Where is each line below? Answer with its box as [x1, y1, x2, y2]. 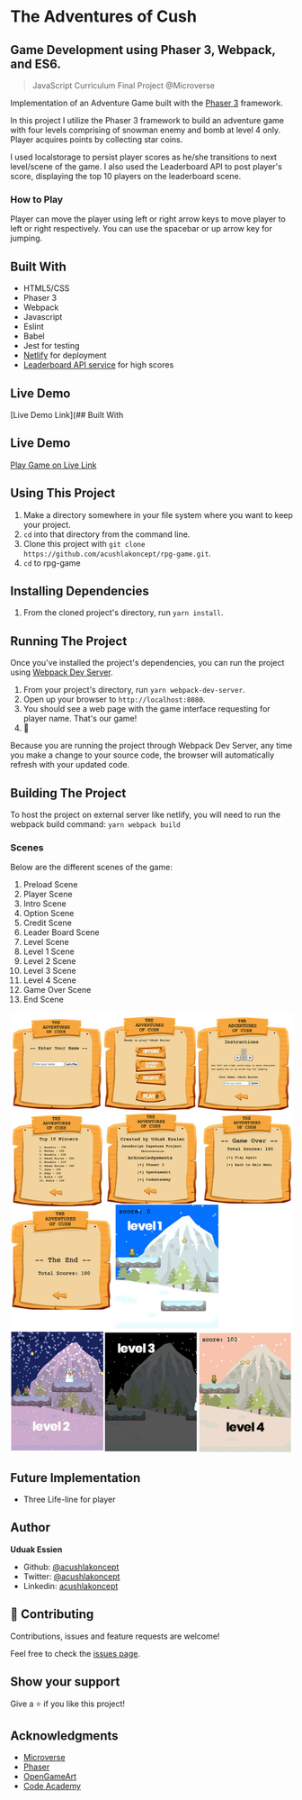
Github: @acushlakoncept [22, 1561, 120, 1572]
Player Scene [22, 889, 73, 900]
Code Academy [22, 1781, 82, 1792]
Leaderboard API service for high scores [22, 359, 174, 370]
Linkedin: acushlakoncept [22, 1580, 119, 1591]
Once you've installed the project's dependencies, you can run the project [10, 658, 285, 668]
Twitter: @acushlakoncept [22, 1570, 120, 1582]
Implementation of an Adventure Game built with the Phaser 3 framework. [10, 97, 284, 108]
